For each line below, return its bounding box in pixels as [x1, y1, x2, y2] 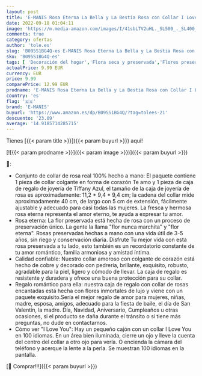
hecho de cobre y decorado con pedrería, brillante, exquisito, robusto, [14, 262, 189, 269]
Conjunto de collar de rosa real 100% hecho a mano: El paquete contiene [14, 172, 196, 179]
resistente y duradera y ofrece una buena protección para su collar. [14, 274, 182, 282]
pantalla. [14, 351, 37, 359]
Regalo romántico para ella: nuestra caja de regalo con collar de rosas [14, 281, 189, 288]
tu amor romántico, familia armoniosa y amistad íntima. [14, 249, 151, 256]
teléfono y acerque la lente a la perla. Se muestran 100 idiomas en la [14, 345, 185, 352]
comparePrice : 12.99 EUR [6, 82, 69, 88]
